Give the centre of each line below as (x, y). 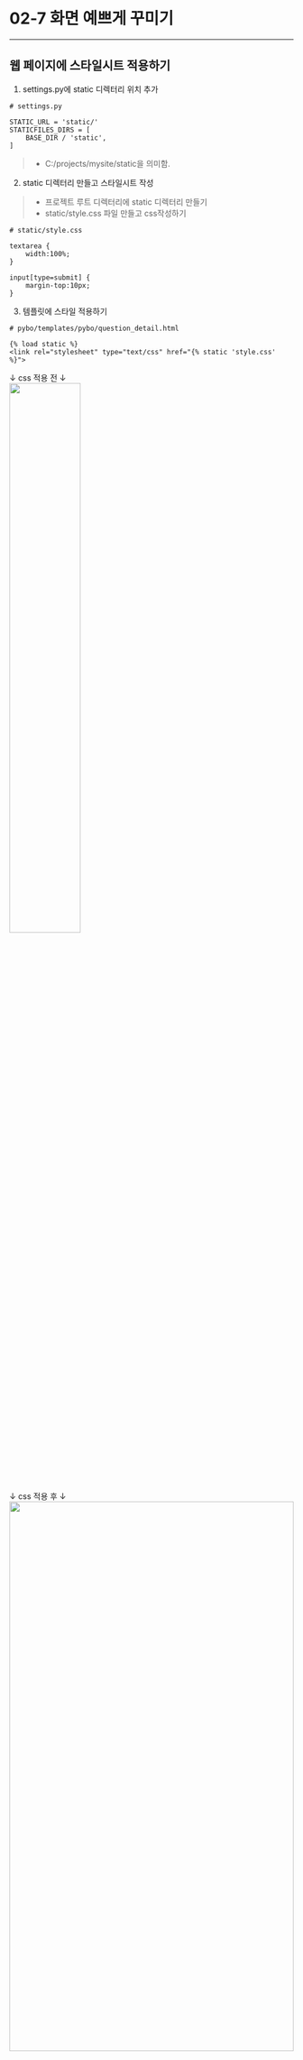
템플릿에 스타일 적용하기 (65, 311)
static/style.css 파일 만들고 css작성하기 (115, 213)
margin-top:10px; (58, 285)
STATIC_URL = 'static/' (54, 122)
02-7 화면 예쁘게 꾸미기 (92, 18)
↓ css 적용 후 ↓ (38, 1496)
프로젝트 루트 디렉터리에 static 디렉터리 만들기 (126, 202)
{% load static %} (44, 344)
